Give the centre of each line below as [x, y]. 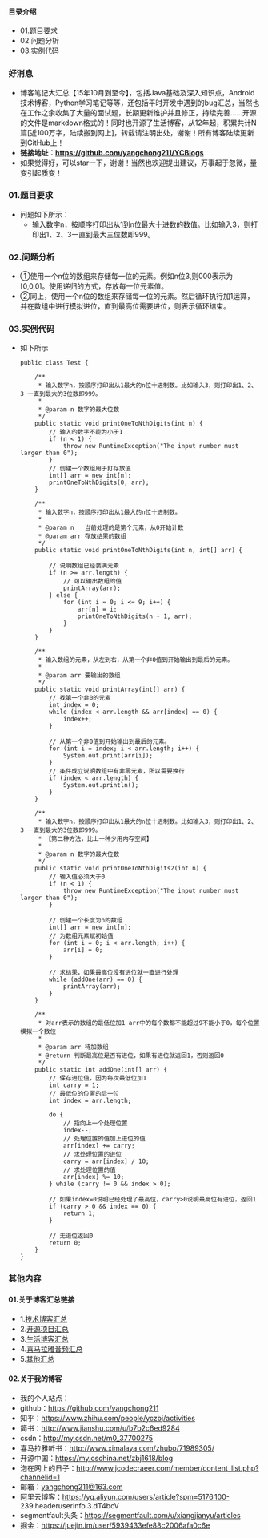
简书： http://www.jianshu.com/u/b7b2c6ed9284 [100, 1428]
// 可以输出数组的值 [92, 581]
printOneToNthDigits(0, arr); [99, 483]
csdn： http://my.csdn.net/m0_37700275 [86, 1438]
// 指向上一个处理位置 [95, 1124]
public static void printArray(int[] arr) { [110, 690]
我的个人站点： [44, 1398]
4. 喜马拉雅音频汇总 [51, 1349]
